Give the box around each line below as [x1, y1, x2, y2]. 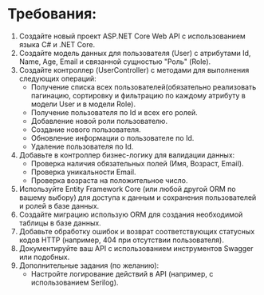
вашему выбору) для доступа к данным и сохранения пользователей [18, 193, 257, 202]
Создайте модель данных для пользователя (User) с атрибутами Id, [18, 48, 251, 58]
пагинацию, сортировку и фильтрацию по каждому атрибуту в [30, 90, 246, 100]
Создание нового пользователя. [30, 125, 141, 134]
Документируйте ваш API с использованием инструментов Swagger [18, 243, 254, 253]
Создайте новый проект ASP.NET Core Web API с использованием [18, 31, 246, 41]
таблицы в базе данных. [18, 217, 101, 228]
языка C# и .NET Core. [18, 39, 96, 49]
